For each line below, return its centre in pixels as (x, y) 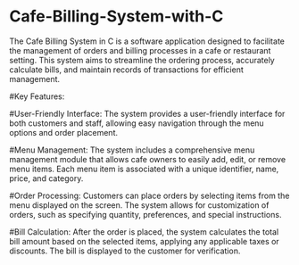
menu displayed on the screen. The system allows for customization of (139, 205)
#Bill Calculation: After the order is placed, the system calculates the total (144, 232)
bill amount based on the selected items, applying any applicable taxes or (144, 241)
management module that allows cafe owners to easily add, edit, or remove (148, 159)
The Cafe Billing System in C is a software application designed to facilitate (147, 41)
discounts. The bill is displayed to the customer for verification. (125, 251)
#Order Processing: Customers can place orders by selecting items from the (149, 195)
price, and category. (46, 178)
